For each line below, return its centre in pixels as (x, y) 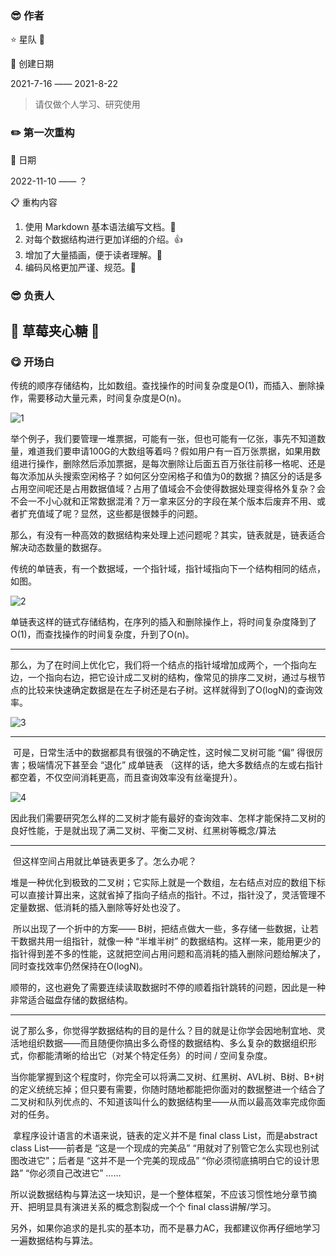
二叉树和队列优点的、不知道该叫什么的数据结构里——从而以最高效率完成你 (163, 1102)
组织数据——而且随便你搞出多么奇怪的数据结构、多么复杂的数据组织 (167, 1043)
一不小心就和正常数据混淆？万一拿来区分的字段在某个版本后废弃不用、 (172, 501)
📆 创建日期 (32, 64)
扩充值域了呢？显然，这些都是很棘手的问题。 (110, 514)
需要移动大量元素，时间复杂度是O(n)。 (107, 398)
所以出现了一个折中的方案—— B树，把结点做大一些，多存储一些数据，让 (161, 929)
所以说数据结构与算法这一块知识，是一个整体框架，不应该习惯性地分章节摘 (163, 1194)
